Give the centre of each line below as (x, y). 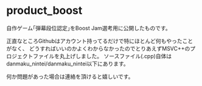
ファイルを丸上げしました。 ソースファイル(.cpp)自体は (102, 56)
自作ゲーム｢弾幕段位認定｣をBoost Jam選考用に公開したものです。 (89, 28)
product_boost (44, 11)
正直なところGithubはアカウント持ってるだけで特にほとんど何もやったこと (100, 41)
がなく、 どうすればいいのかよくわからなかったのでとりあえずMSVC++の (98, 48)
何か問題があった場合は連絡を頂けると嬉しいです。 (70, 76)
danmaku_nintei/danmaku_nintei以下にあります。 (68, 64)
